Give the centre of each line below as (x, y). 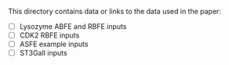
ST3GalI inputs (44, 53)
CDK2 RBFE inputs (49, 35)
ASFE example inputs (54, 44)
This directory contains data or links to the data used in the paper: (115, 11)
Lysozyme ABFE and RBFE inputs (73, 26)
